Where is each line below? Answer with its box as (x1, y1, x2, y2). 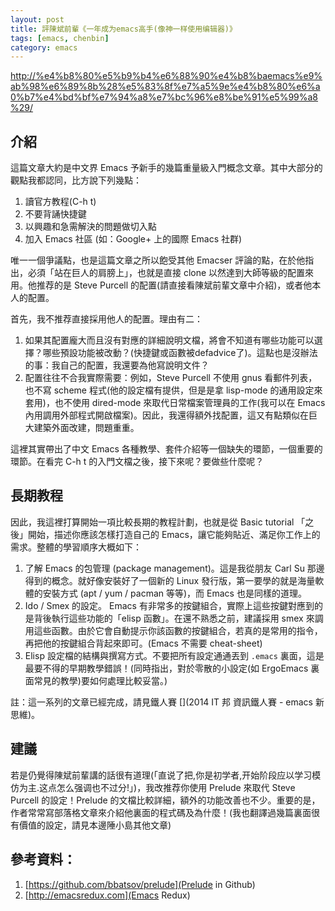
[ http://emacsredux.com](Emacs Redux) (24, 889, 191, 901)
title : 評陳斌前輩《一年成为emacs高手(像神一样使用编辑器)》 (10, 24, 237, 34)
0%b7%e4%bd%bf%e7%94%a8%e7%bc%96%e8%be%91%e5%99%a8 (10, 91, 319, 103)
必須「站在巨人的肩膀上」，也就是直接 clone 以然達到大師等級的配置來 (27, 267, 315, 279)
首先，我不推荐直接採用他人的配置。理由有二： (10, 313, 203, 325)
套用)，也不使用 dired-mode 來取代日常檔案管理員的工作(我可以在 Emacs (24, 397, 326, 409)
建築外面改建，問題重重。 (33, 422, 140, 434)
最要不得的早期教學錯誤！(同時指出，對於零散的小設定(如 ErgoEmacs (24, 662, 309, 674)
